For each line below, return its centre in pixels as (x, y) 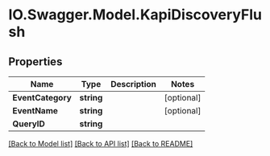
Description (133, 84)
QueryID (29, 124)
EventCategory (42, 98)
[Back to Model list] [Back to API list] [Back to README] (101, 144)
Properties (35, 62)
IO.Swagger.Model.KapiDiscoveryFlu (135, 15)
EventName (35, 111)
